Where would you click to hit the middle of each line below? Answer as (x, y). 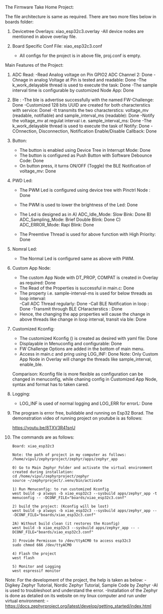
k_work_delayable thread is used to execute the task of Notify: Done (81, 126)
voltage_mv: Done (38, 171)
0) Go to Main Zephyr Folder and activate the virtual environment (82, 468)
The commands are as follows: (43, 437)
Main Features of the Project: (34, 65)
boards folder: (19, 22)
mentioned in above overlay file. (45, 37)
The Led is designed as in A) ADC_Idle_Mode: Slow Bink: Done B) (85, 214)
